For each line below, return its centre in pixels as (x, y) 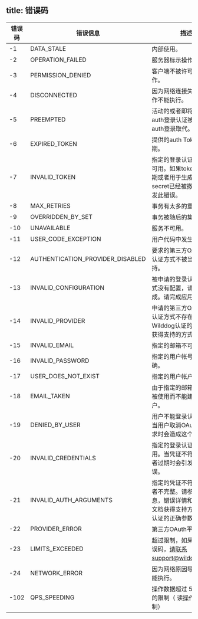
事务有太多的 (169, 206)
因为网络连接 (169, 91)
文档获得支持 (169, 509)
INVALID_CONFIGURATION (67, 287)
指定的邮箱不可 (172, 345)
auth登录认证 (170, 120)
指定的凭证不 (169, 483)
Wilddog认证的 (172, 325)
